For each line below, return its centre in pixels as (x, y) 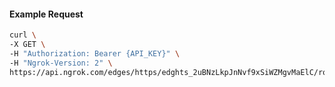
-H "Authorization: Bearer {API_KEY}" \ (95, 53)
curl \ (23, 35)
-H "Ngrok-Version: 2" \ (61, 63)
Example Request (46, 14)
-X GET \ (27, 45)
